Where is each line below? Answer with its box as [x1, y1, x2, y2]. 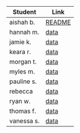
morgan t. [9, 58, 37, 66]
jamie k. [9, 38, 32, 46]
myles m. [9, 67, 35, 75]
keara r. [9, 48, 32, 56]
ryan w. [9, 97, 31, 105]
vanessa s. [9, 117, 40, 125]
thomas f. [9, 107, 36, 115]
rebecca [9, 87, 33, 95]
